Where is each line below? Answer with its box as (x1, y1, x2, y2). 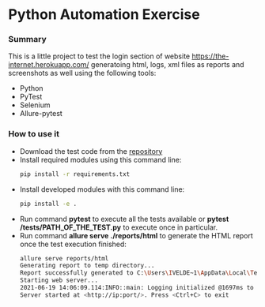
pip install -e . (19, 200, 78, 208)
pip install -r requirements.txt (19, 170, 131, 178)
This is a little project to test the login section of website (8, 51, 191, 61)
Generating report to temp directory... (19, 262, 155, 270)
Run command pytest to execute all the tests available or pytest (19, 214, 229, 223)
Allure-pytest (19, 109, 63, 118)
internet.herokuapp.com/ (8, 60, 89, 69)
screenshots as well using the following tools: (8, 69, 157, 78)
